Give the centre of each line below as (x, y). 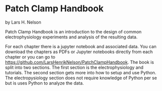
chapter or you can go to (30, 57)
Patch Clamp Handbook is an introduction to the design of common (73, 31)
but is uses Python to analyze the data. (45, 83)
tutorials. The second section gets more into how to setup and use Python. (81, 72)
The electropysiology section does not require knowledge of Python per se (81, 78)
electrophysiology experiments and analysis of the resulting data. (71, 37)
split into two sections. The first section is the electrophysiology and (74, 67)
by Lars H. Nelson (23, 22)
